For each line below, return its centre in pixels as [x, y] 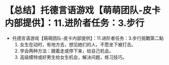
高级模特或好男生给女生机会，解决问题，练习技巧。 [73, 57]
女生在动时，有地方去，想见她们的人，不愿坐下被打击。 [78, 44]
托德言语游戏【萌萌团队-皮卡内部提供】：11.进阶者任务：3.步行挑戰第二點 [88, 38]
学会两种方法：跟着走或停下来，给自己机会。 [67, 51]
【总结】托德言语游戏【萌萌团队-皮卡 [83, 10]
